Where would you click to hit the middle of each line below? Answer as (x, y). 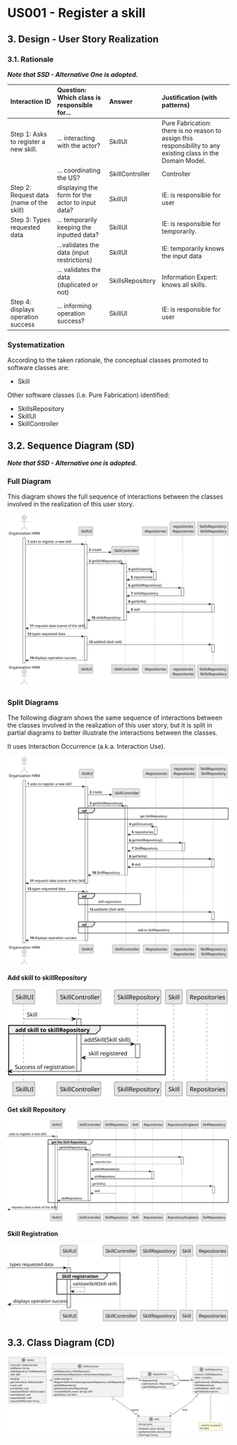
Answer (121, 101)
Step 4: (21, 302)
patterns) (176, 105)
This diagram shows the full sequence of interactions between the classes (115, 496)
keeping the (74, 227)
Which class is (79, 97)
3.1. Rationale (31, 59)
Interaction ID (31, 101)
